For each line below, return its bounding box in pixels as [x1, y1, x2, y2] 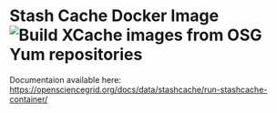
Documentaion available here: [9, 74, 121, 85]
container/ [9, 93, 48, 105]
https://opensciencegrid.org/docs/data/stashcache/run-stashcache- [9, 84, 268, 95]
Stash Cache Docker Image [9, 5, 220, 26]
